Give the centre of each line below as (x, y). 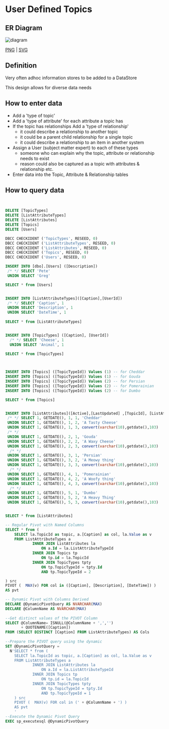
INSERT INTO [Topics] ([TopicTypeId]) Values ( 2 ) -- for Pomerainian (80, 386)
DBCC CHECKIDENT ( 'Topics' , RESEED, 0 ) (47, 253)
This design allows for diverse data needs (49, 87)
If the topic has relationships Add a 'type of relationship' (71, 126)
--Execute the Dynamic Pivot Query (43, 717)
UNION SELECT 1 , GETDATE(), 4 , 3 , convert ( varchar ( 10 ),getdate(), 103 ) (83, 483)
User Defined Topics (49, 9)
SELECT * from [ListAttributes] (39, 516)
